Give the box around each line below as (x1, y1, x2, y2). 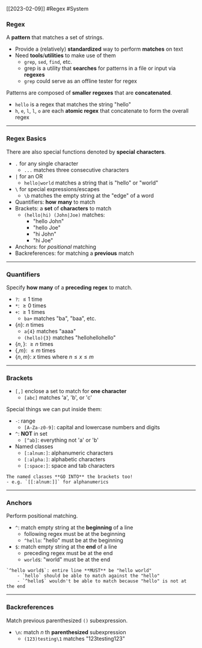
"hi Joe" (32, 236, 54, 244)
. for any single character (14, 160, 79, 167)
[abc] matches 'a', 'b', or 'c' (23, 394, 92, 401)
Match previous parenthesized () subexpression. (6, 617, 128, 624)
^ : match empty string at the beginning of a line (14, 524, 133, 531)
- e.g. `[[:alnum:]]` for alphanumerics (6, 479, 109, 485)
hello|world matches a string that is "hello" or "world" (23, 179, 159, 186)
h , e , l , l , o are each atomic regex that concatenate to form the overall (14, 107, 189, 115)
